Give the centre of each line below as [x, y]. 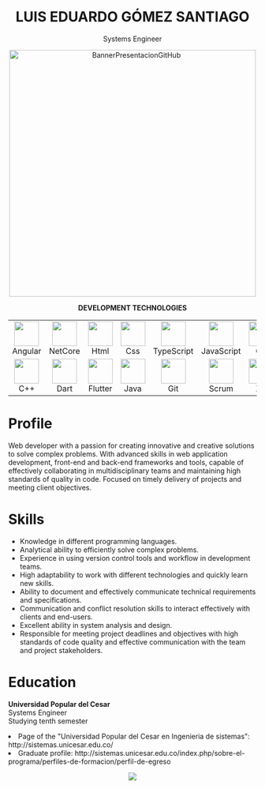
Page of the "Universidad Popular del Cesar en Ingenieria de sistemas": [134, 736]
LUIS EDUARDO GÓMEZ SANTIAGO [132, 17]
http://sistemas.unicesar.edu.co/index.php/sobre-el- [160, 753]
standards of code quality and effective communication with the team [132, 642]
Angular [27, 351]
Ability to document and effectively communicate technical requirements [138, 592]
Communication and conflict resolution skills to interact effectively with [135, 608]
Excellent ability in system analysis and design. [96, 625]
